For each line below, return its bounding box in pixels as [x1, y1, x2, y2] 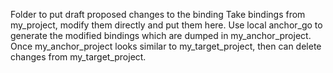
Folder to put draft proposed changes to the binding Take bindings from [10, 9, 306, 20]
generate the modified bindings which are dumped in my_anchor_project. [10, 30, 312, 41]
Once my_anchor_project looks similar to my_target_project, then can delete [10, 40, 322, 52]
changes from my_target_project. [10, 51, 147, 63]
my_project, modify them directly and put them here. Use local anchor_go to [10, 19, 323, 31]
